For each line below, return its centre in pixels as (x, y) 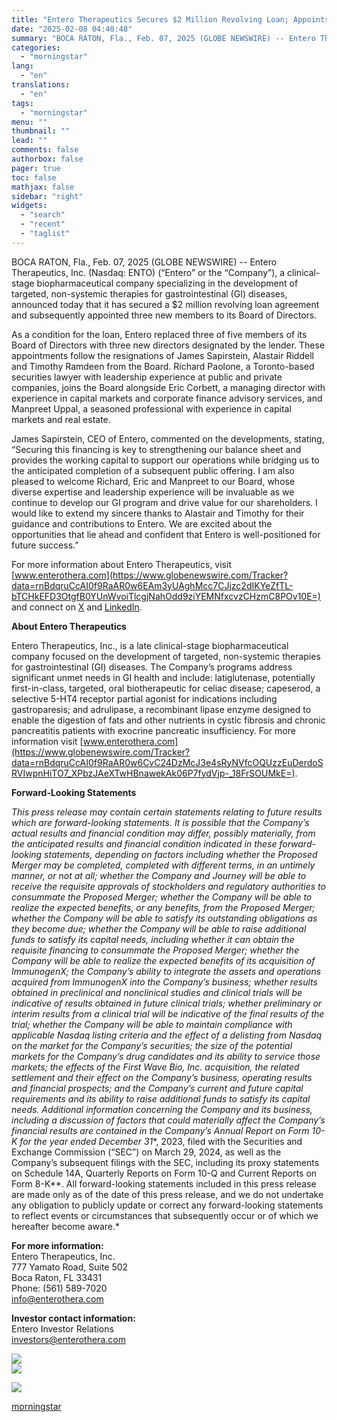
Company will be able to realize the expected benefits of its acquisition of (163, 960)
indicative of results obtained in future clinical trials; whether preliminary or (167, 1003)
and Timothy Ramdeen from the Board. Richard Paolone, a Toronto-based (163, 366)
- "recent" (43, 224)
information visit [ (47, 741)
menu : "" (29, 122)
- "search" (43, 215)
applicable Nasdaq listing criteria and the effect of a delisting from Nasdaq (167, 1035)
